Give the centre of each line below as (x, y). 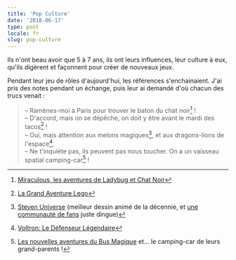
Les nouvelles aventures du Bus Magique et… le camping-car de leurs (119, 242)
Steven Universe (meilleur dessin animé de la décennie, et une (108, 207)
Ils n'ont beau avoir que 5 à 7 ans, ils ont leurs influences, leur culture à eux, (117, 60)
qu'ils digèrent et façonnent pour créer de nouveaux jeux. (91, 67)
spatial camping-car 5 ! (57, 159)
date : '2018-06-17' (36, 20)
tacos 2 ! (36, 125)
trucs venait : (26, 96)
